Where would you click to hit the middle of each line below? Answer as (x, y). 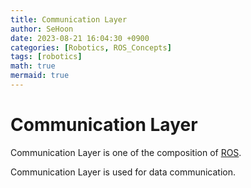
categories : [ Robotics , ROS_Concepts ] (91, 47)
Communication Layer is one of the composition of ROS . (126, 152)
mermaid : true (40, 76)
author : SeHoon (42, 29)
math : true (33, 66)
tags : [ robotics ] (46, 57)
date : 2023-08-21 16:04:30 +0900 (80, 38)
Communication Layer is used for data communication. (123, 172)
